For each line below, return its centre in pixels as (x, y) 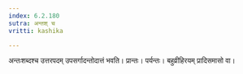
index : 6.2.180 (34, 16)
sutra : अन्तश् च (32, 23)
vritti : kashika (36, 31)
